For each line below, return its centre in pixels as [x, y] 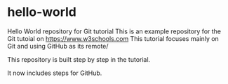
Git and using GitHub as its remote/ [58, 46]
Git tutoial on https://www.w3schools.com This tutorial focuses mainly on [113, 38]
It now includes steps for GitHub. [55, 73]
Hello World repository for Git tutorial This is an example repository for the [114, 31]
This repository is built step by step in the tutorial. [79, 59]
